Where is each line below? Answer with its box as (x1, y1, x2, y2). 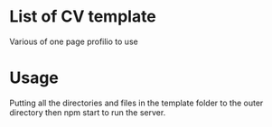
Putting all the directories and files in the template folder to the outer (9, 97, 264, 108)
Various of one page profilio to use (9, 36, 138, 47)
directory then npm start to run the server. (9, 106, 166, 118)
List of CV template (9, 6, 156, 27)
